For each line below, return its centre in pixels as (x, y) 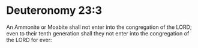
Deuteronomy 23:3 (54, 10)
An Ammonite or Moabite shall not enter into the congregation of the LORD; (99, 27)
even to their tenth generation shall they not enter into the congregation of (98, 33)
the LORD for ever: (29, 40)
